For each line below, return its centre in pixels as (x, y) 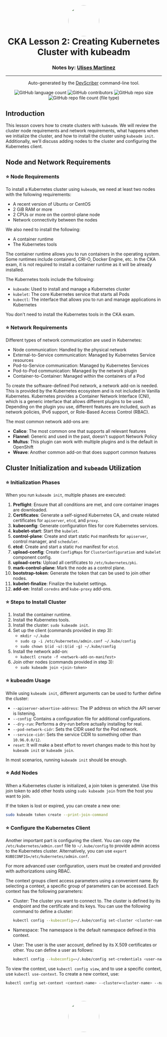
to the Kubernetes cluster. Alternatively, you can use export (66, 851)
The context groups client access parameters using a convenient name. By (82, 881)
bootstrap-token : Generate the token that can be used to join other (82, 573)
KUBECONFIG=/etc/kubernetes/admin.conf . (47, 856)
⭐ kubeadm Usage (28, 681)
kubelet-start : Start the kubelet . (46, 531)
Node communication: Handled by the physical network (70, 350)
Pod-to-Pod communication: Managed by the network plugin (75, 371)
